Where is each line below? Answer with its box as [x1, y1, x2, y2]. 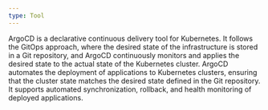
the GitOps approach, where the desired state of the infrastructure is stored [8, 41, 258, 52]
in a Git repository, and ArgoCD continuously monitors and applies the [8, 50, 240, 60]
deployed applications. [8, 92, 83, 102]
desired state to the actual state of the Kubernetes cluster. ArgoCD [8, 59, 229, 69]
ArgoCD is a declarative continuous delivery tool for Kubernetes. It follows [8, 33, 254, 43]
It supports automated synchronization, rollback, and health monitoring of [8, 84, 252, 94]
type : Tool [8, 11, 45, 20]
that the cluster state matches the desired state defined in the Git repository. [8, 76, 261, 85]
